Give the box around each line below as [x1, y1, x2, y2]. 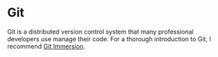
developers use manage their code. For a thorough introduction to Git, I [7, 34, 211, 43]
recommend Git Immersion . [7, 42, 86, 50]
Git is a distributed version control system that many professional [7, 27, 194, 36]
